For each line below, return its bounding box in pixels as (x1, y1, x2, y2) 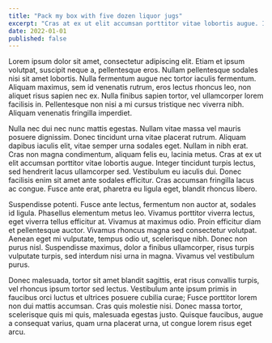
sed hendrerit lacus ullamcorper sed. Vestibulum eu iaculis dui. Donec (8, 167, 242, 176)
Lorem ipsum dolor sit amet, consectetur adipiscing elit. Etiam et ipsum (8, 57, 245, 66)
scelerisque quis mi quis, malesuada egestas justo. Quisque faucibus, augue (8, 310, 264, 320)
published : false (8, 34, 67, 43)
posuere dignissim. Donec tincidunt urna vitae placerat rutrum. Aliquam (8, 133, 247, 142)
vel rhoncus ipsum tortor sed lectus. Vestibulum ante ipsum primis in (8, 284, 237, 294)
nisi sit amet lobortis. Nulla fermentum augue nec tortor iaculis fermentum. (8, 74, 257, 83)
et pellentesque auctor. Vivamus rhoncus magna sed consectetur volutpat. (8, 226, 257, 235)
